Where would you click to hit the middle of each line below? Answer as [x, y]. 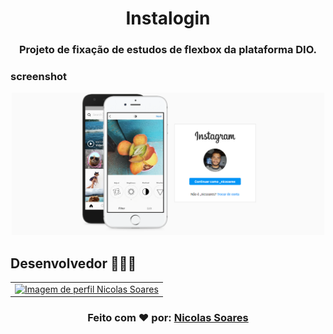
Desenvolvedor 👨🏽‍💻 [73, 263]
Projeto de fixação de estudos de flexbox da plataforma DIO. [168, 50]
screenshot [39, 77]
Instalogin [168, 18]
